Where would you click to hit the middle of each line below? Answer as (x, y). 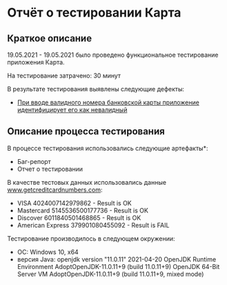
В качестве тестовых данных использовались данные (87, 182)
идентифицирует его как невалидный (72, 110)
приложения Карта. (36, 62)
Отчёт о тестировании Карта (94, 13)
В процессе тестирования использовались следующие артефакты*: (108, 148)
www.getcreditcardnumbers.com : (55, 190)
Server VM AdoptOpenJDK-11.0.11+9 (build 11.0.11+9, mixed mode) (110, 274)
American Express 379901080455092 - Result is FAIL (93, 225)
